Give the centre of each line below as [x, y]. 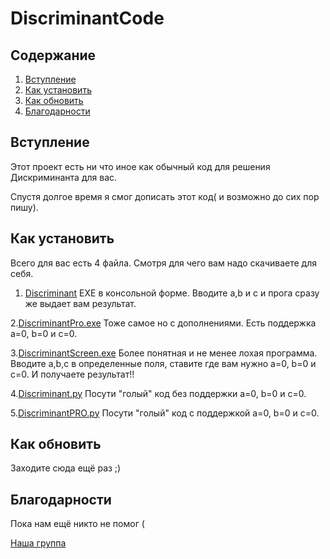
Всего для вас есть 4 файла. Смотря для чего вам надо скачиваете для [164, 263]
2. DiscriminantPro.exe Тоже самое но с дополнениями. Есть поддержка [163, 323]
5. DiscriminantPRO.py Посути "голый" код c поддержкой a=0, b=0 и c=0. [165, 413]
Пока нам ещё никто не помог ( [77, 524]
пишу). [24, 207]
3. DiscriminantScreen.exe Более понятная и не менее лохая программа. [164, 353]
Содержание [53, 55]
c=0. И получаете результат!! [72, 374]
